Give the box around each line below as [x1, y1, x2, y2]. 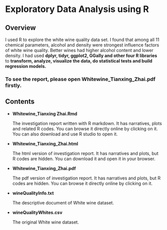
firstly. [5, 81, 22, 88]
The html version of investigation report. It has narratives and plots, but [12, 150, 159, 156]
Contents [5, 97, 35, 106]
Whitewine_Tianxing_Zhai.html [12, 140, 78, 146]
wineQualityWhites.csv [12, 209, 63, 215]
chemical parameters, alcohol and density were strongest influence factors [5, 42, 160, 48]
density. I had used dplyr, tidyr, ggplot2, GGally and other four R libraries [5, 52, 158, 58]
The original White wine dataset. [12, 219, 79, 225]
